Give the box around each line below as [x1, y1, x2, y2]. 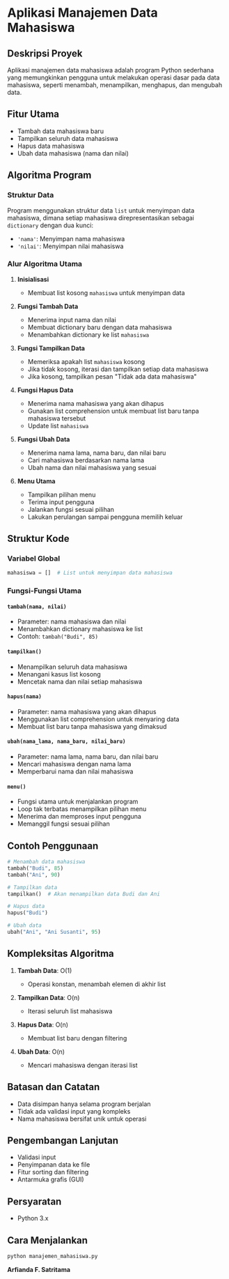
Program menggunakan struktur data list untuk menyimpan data [7, 206, 195, 214]
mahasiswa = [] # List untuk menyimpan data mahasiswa [7, 570, 173, 577]
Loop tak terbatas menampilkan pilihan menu [17, 805, 147, 813]
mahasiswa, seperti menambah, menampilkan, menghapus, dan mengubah [7, 81, 223, 89]
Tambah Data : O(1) [17, 966, 72, 974]
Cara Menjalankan [7, 1234, 88, 1246]
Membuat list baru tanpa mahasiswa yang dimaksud [17, 722, 167, 730]
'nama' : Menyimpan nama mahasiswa [17, 234, 125, 243]
